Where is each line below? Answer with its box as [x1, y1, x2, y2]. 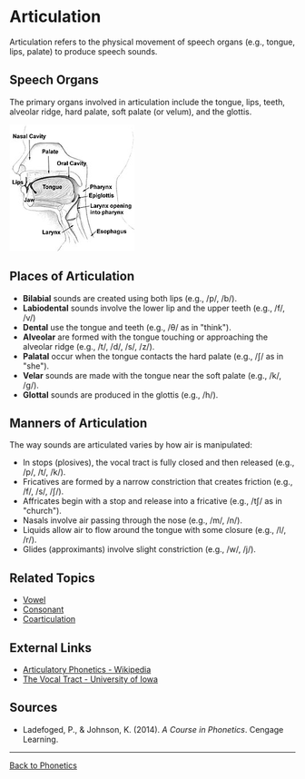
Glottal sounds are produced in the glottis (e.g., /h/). [22, 389, 219, 400]
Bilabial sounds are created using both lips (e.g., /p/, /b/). [22, 292, 238, 303]
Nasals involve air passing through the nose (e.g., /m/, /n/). [22, 515, 243, 526]
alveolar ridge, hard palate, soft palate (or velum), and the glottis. [9, 106, 252, 117]
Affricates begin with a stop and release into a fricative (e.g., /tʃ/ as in [22, 496, 283, 507]
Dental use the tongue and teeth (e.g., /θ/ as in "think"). [22, 321, 231, 332]
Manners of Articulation [9, 415, 148, 430]
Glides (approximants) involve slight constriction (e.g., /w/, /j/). [22, 544, 257, 555]
